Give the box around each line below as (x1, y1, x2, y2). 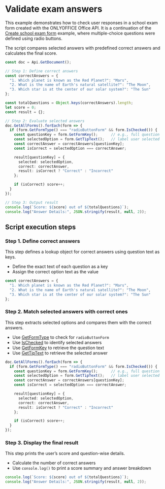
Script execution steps (5, 223, 76, 231)
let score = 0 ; (5, 105, 36, 110)
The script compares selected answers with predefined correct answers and (5, 45, 161, 51)
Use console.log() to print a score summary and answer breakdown (12, 465, 152, 471)
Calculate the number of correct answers (12, 460, 96, 466)
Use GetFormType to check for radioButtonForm (12, 334, 109, 340)
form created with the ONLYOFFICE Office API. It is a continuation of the (5, 25, 152, 31)
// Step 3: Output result (5, 200, 58, 205)
